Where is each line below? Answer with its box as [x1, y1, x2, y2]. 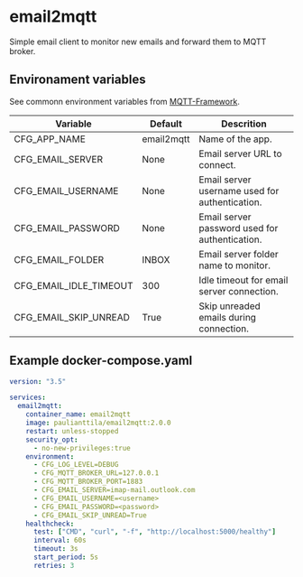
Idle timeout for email [198, 274, 289, 286]
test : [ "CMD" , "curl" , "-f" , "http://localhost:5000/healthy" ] [32, 527, 277, 536]
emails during [198, 311, 257, 323]
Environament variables [9, 72, 146, 88]
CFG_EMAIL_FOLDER [14, 253, 105, 265]
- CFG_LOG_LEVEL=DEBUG [32, 461, 119, 470]
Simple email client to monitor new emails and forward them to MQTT [9, 36, 267, 47]
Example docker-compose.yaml [9, 353, 193, 368]
